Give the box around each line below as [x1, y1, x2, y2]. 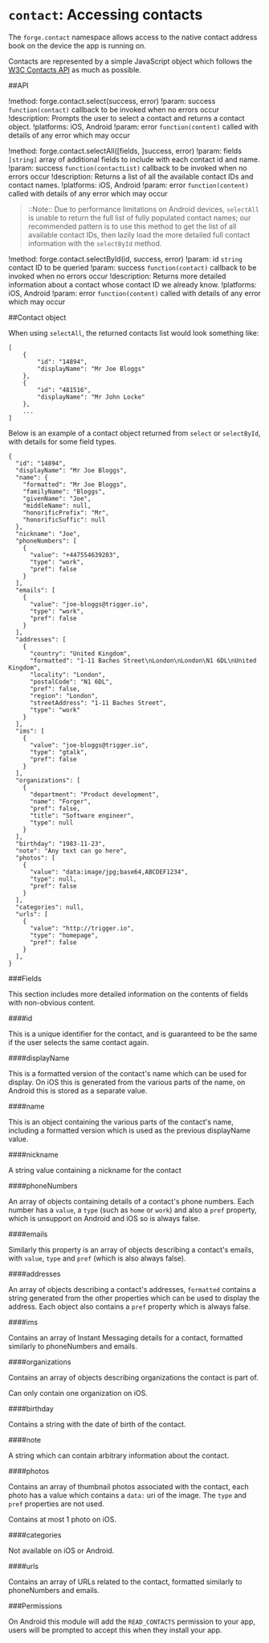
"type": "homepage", [29, 931, 99, 939]
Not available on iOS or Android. [8, 1546, 115, 1555]
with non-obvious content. [8, 997, 96, 1007]
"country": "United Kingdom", [29, 650, 131, 658]
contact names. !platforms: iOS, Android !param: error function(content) [8, 180, 249, 190]
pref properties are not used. [8, 1499, 104, 1509]
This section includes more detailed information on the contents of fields [8, 989, 249, 999]
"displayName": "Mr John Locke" [37, 393, 146, 401]
